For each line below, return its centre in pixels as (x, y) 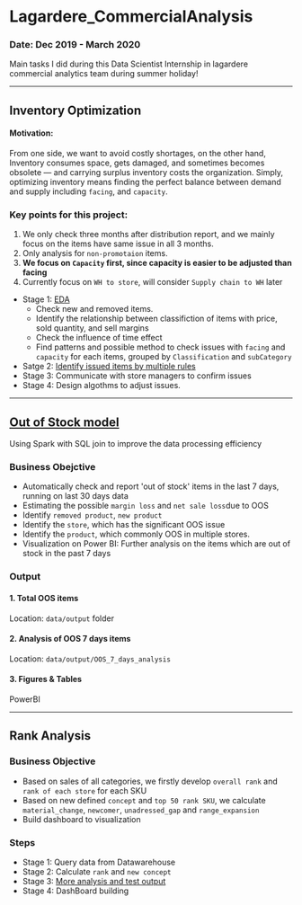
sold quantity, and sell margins (93, 328)
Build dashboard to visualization (81, 819)
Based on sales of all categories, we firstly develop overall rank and (150, 781)
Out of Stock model (64, 422)
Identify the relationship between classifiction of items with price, (157, 319)
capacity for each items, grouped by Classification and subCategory (164, 357)
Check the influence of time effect (99, 338)
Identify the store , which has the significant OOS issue (124, 525)
